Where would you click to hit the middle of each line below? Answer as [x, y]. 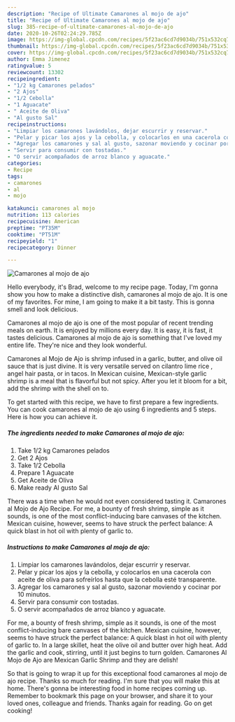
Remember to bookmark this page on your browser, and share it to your [110, 696]
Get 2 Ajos [33, 458]
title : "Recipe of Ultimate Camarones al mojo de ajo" [89, 20]
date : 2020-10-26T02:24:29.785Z [54, 33]
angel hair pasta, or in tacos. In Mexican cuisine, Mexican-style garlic [107, 374]
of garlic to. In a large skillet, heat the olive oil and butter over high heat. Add [117, 645]
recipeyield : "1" [33, 241]
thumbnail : [23, 46]
